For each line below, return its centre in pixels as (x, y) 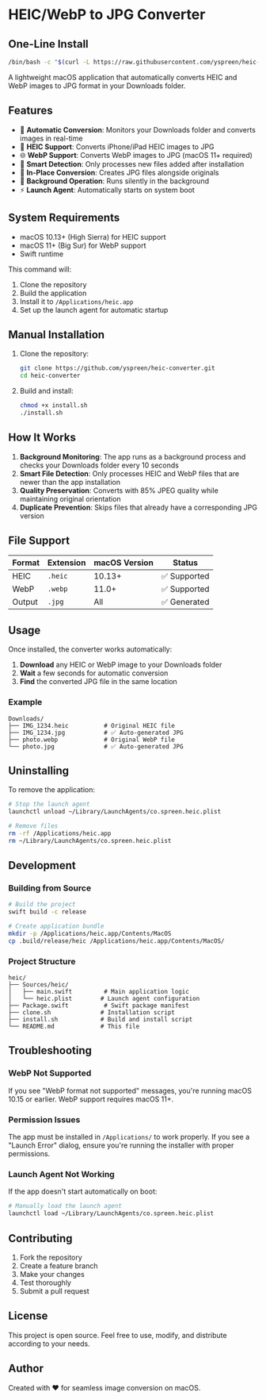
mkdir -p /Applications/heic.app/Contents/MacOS (90, 934)
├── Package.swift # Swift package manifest (99, 1006)
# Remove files (33, 826)
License (28, 1316)
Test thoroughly (45, 1283)
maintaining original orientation (70, 498)
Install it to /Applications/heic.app (76, 301)
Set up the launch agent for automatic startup (94, 310)
